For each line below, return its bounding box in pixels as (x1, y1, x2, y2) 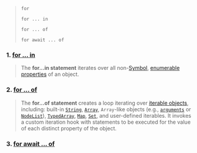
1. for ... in (6, 51, 35, 59)
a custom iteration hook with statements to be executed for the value (20, 118, 191, 126)
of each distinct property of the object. (20, 124, 117, 131)
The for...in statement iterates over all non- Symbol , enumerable (20, 65, 180, 72)
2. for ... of (6, 85, 38, 94)
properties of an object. (20, 71, 80, 78)
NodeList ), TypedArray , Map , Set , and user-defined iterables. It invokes (20, 112, 192, 119)
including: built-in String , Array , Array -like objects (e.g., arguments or (20, 105, 192, 113)
